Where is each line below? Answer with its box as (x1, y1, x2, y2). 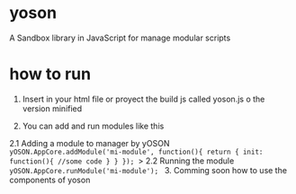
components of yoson (9, 174, 91, 185)
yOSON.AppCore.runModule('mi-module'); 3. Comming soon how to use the (9, 164, 288, 175)
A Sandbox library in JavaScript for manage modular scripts (9, 32, 231, 43)
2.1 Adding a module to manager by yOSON (9, 137, 170, 148)
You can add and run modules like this (22, 120, 165, 131)
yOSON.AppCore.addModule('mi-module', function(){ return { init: (9, 147, 264, 156)
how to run (9, 64, 92, 84)
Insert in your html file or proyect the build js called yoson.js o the (22, 93, 265, 104)
